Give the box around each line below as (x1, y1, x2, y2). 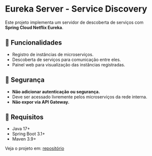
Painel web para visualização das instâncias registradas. (12, 62, 125, 67)
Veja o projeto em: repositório (5, 145, 65, 151)
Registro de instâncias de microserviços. (12, 51, 94, 57)
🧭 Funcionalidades (5, 39, 62, 47)
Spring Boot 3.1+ (12, 131, 45, 137)
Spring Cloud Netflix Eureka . (5, 24, 64, 30)
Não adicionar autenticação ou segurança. (12, 89, 101, 94)
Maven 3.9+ (12, 136, 36, 142)
